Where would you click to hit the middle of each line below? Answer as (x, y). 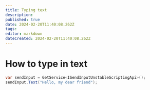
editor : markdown (24, 34)
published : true (23, 19)
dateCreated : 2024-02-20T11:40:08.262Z (48, 39)
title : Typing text (26, 10)
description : (19, 15)
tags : (11, 29)
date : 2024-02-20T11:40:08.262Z (40, 24)
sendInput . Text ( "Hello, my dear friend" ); (51, 82)
